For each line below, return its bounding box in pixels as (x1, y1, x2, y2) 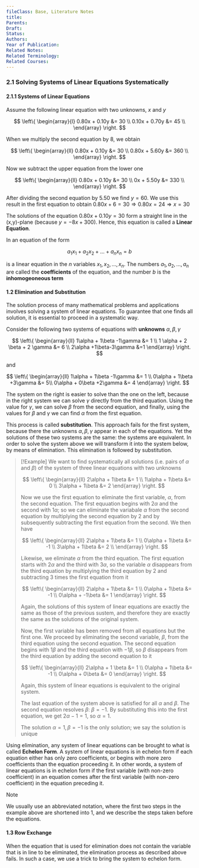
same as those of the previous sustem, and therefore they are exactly (20, 609, 191, 616)
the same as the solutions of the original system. (20, 616, 139, 623)
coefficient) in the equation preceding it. (6, 780, 104, 787)
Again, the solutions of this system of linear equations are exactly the (20, 603, 190, 610)
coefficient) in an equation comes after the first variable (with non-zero (6, 773, 179, 781)
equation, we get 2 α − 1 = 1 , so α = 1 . (20, 712, 111, 720)
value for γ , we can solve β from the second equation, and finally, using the (6, 403, 190, 411)
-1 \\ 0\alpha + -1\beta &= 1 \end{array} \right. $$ (47, 591, 166, 598)
